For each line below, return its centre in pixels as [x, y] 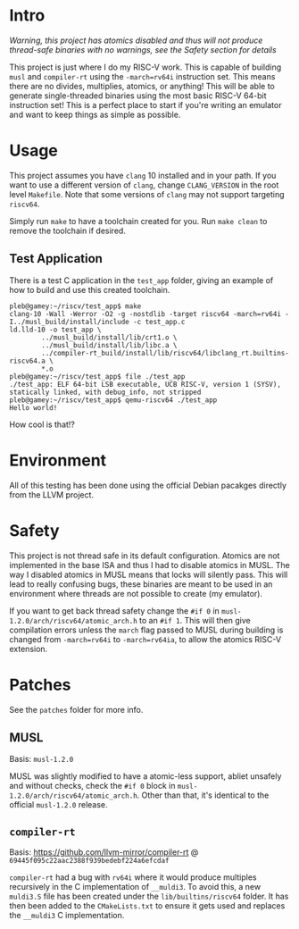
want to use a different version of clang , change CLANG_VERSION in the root [144, 185]
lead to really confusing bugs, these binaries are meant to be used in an [141, 584]
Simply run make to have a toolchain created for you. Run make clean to [138, 221]
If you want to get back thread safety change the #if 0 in [115, 611]
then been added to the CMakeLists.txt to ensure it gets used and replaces [147, 906]
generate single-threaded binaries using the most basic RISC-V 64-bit [138, 96]
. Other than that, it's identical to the [203, 795]
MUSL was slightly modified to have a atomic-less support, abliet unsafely [145, 776]
